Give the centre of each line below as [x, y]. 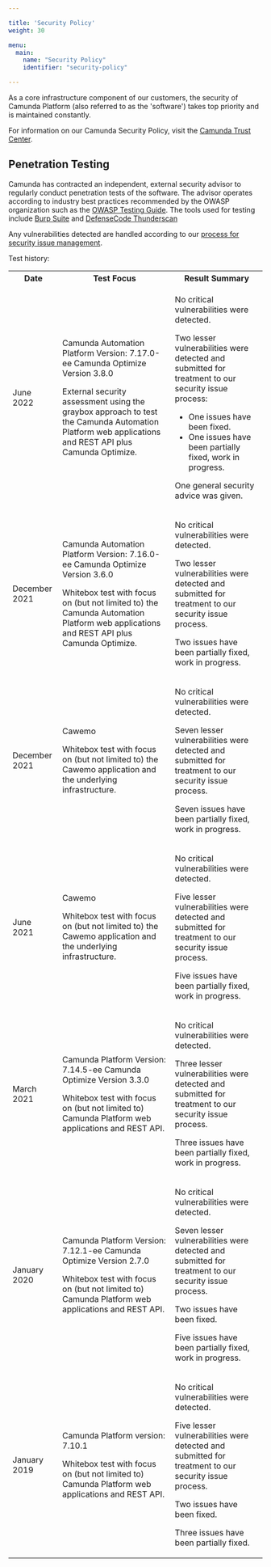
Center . [21, 139]
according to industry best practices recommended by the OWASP [119, 201]
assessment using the [103, 401]
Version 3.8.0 [88, 373]
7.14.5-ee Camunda [101, 1070]
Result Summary [217, 278]
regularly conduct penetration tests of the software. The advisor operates [130, 192]
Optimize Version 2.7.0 [106, 1261]
